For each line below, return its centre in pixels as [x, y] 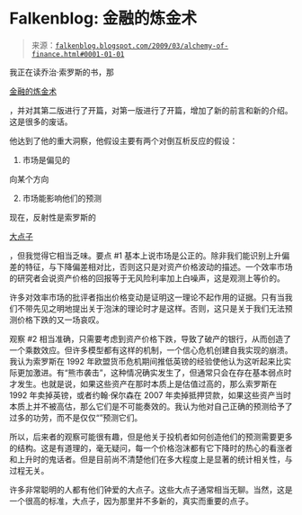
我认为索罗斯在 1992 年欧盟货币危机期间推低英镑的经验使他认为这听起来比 [147, 361]
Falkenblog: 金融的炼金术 [103, 18]
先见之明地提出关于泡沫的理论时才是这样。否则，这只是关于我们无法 [159, 308]
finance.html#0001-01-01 [78, 54]
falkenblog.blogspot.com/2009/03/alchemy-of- [142, 46]
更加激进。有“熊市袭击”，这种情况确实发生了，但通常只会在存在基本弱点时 [154, 372]
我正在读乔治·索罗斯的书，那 [62, 72]
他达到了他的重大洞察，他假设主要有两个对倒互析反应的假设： [124, 140]
